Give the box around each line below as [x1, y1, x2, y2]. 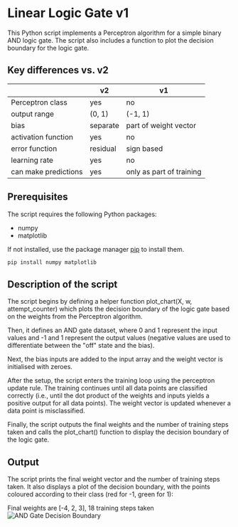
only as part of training [126, 166, 202, 176]
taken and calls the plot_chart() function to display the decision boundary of [7, 428, 229, 437]
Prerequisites [7, 191, 68, 203]
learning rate [11, 155, 53, 165]
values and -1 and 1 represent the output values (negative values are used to [7, 334, 231, 342]
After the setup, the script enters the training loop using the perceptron [7, 376, 215, 385]
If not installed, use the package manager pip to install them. [7, 245, 185, 253]
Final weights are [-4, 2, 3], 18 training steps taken [7, 504, 154, 513]
